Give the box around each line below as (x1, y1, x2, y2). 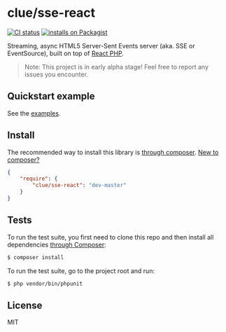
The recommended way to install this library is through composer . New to (7, 148, 219, 156)
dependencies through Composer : (7, 240, 106, 249)
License (7, 299, 43, 311)
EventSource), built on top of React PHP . (7, 49, 124, 57)
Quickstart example (7, 90, 96, 102)
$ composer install (7, 254, 64, 261)
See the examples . (7, 109, 61, 117)
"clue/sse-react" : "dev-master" (32, 182, 127, 189)
